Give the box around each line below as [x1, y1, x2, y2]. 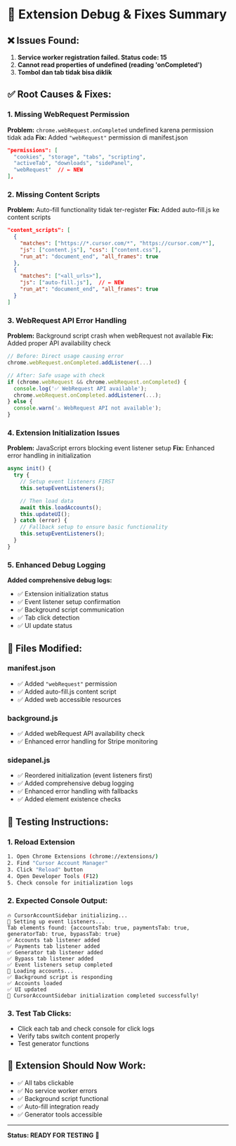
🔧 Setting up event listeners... [7, 918, 105, 925]
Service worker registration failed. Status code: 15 [17, 53, 167, 61]
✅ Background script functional [17, 1094, 109, 1102]
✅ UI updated [7, 986, 47, 993]
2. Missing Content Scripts [7, 190, 100, 199]
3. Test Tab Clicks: [7, 1008, 72, 1018]
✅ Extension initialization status [17, 590, 109, 598]
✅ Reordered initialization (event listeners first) [17, 771, 153, 780]
